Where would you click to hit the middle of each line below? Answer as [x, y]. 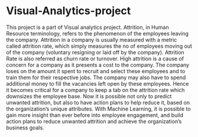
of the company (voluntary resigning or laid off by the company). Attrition [95, 52]
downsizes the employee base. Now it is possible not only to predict [89, 96]
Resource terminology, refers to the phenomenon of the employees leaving [98, 33]
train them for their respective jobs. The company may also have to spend [96, 77]
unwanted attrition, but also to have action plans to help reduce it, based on [98, 102]
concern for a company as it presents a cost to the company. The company [98, 65]
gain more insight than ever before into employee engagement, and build [95, 115]
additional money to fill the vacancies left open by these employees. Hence [98, 83]
